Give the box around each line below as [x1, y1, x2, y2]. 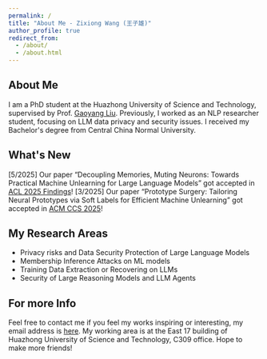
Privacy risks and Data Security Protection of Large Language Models [19, 248, 250, 257]
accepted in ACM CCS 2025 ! [8, 203, 103, 213]
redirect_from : [8, 34, 59, 42]
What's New [8, 149, 71, 162]
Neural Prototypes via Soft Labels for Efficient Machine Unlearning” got [8, 195, 244, 205]
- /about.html [15, 49, 62, 57]
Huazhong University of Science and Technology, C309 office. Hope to [8, 335, 243, 345]
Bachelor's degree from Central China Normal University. [8, 125, 197, 134]
